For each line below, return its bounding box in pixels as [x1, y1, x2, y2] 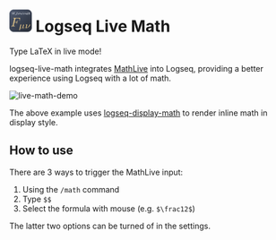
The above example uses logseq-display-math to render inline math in [9, 107, 268, 118]
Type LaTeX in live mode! [9, 46, 102, 56]
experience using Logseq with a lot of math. [9, 73, 172, 83]
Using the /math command [22, 184, 120, 194]
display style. [9, 116, 58, 127]
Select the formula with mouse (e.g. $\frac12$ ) [22, 202, 195, 214]
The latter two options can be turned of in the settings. [9, 220, 211, 231]
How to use [9, 143, 73, 159]
